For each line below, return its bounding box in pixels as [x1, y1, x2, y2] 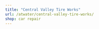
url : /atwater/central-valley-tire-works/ [5, 12, 94, 17]
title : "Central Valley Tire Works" [5, 7, 81, 12]
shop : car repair [5, 16, 41, 21]
